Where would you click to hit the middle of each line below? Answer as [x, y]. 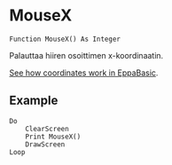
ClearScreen [47, 129]
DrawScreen [45, 144]
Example [34, 101]
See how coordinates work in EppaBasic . [84, 73]
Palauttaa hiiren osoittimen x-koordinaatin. [86, 55]
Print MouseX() [53, 137]
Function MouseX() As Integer [65, 39]
